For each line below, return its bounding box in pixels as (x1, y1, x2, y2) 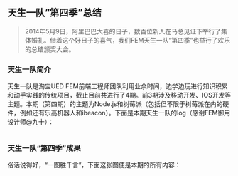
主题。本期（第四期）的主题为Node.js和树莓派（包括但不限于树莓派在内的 (7, 100, 223, 108)
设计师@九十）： (7, 118, 55, 126)
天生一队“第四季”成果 (7, 143, 81, 153)
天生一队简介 (7, 64, 52, 74)
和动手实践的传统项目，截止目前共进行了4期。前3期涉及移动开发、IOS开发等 (7, 91, 232, 100)
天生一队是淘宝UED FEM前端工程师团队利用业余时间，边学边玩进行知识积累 (7, 82, 229, 90)
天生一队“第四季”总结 (7, 6, 102, 19)
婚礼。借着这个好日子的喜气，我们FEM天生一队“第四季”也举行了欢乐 (31, 36, 231, 44)
